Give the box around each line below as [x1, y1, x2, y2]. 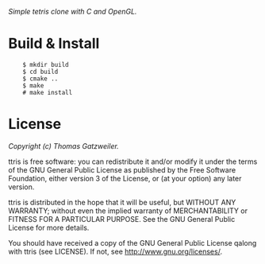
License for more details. [8, 223, 90, 232]
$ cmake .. [22, 75, 59, 83]
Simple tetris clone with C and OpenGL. [8, 7, 137, 16]
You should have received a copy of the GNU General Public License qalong [8, 238, 257, 247]
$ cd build [22, 68, 59, 76]
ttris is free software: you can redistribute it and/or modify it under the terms [8, 157, 258, 166]
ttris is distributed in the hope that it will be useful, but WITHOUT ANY [8, 197, 236, 207]
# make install [22, 88, 73, 96]
